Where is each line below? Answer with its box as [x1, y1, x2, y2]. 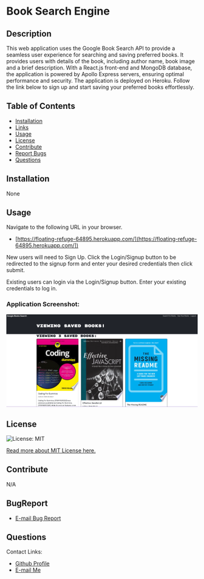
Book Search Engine [6, 4, 110, 18]
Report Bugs [15, 149, 47, 156]
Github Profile [15, 560, 50, 567]
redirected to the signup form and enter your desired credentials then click [6, 260, 193, 267]
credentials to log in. [6, 285, 58, 292]
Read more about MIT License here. [6, 446, 96, 454]
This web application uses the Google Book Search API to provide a [6, 44, 175, 52]
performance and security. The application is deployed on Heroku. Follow [6, 77, 190, 84]
